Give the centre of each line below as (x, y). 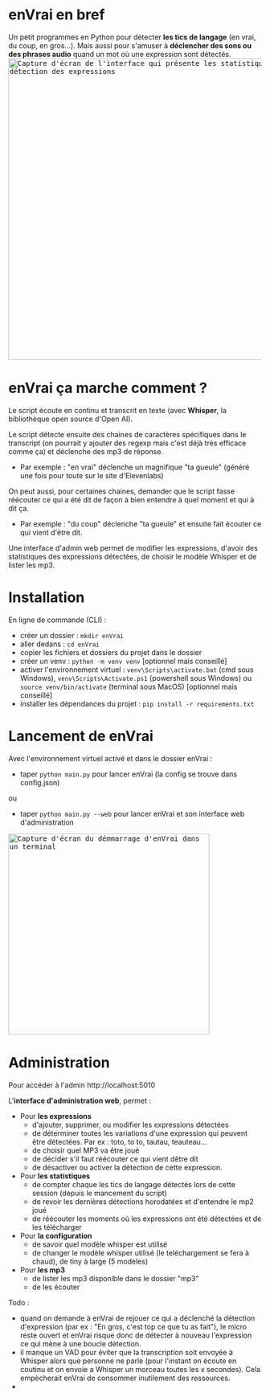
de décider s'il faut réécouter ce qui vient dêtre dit (115, 1158)
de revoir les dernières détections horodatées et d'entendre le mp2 (143, 1201)
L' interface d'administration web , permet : (80, 1100)
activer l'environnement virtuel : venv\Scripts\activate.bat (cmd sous (137, 670)
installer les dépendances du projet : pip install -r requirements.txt (137, 703)
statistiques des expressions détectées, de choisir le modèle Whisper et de (133, 556)
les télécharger (57, 1227)
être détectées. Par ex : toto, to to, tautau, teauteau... (119, 1141)
